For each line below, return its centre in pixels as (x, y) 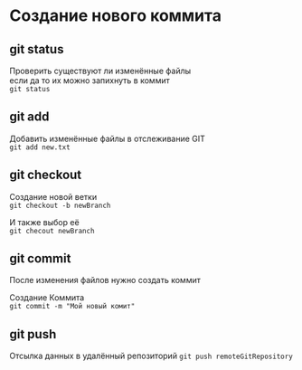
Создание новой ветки (53, 196)
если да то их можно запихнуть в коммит (90, 81)
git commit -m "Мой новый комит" (72, 307)
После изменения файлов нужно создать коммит (105, 280)
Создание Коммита (47, 298)
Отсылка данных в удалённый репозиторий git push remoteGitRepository (151, 356)
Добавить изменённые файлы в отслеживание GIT (108, 138)
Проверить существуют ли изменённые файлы (100, 71)
